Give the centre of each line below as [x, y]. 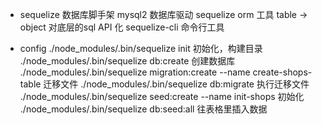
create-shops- [282, 72]
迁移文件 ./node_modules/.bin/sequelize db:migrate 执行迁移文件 [176, 84]
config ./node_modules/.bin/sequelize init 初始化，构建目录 [141, 48]
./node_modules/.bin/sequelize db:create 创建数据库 [127, 61]
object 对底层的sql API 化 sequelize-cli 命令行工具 [122, 27]
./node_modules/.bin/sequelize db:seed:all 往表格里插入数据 [143, 109]
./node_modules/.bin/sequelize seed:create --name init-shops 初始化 [162, 96]
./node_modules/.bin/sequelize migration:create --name [135, 72]
